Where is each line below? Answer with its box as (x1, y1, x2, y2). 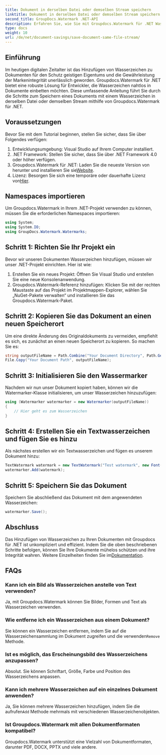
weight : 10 (5, 30, 28, 35)
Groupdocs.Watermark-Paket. (12, 298, 74, 303)
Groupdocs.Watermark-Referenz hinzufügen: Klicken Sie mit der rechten (12, 282, 161, 288)
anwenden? (5, 692, 34, 699)
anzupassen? (5, 657, 39, 664)
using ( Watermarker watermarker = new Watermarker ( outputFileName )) (5, 399, 149, 405)
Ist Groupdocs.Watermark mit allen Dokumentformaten (5, 721, 140, 728)
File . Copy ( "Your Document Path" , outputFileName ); (5, 358, 112, 363)
